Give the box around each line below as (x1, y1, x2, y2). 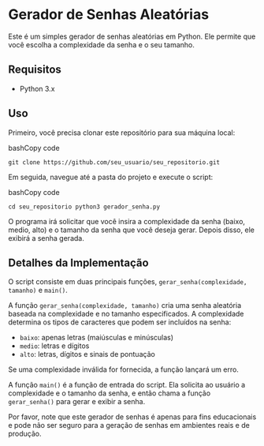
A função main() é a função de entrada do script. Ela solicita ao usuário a (8, 380, 246, 390)
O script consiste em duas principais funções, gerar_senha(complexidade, (8, 277, 247, 287)
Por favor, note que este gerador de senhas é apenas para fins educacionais (8, 412, 257, 422)
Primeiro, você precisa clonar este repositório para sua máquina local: (8, 128, 236, 137)
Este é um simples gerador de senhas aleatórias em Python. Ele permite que (8, 32, 256, 41)
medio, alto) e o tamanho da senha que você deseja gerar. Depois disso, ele (8, 225, 255, 234)
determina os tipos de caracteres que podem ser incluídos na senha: (8, 317, 232, 327)
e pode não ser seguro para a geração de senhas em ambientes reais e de (8, 421, 250, 430)
